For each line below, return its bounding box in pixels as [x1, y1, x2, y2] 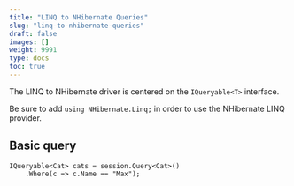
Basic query [9, 138, 77, 153]
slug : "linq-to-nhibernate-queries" [9, 21, 144, 30]
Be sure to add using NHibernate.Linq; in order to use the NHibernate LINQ [9, 103, 285, 114]
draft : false [9, 29, 58, 38]
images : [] [9, 37, 50, 47]
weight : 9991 [9, 46, 58, 55]
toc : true [9, 63, 46, 71]
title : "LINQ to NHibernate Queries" [9, 12, 149, 22]
